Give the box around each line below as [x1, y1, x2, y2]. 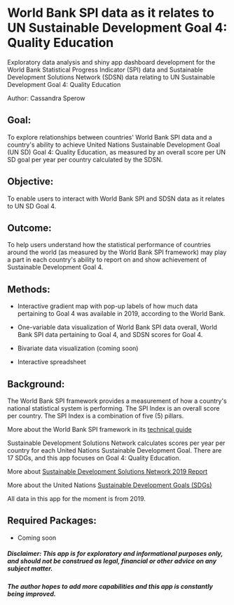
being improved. [7, 590, 56, 598]
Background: [7, 378, 65, 390]
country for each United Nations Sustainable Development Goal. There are [7, 446, 222, 454]
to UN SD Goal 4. [7, 201, 57, 210]
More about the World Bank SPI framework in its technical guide [7, 425, 192, 433]
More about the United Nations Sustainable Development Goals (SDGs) [7, 481, 212, 489]
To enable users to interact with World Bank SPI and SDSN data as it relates [7, 194, 226, 203]
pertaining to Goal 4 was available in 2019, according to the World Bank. [17, 310, 226, 318]
